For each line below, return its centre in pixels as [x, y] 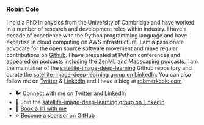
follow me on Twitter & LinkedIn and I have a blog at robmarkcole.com [94, 81]
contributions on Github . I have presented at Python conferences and [93, 55]
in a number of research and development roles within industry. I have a [97, 29]
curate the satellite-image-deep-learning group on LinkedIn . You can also [99, 75]
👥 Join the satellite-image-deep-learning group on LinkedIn [90, 102]
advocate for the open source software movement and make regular [92, 48]
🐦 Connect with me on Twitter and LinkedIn [71, 93]
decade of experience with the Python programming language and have [97, 36]
